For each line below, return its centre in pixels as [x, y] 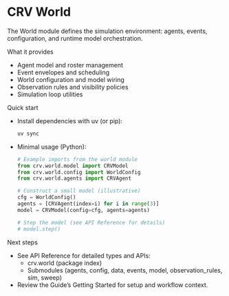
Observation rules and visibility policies [73, 87]
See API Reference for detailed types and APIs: [84, 255]
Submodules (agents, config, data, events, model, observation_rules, [125, 270]
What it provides [30, 52]
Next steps [22, 242]
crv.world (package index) [65, 263]
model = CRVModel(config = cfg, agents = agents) [83, 210]
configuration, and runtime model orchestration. [75, 38]
